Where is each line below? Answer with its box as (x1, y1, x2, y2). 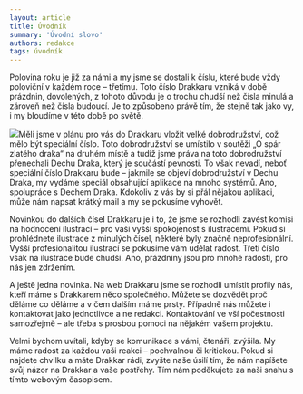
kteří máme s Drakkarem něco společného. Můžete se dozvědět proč (9, 289, 268, 300)
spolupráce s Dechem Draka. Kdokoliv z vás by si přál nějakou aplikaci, (9, 187, 275, 197)
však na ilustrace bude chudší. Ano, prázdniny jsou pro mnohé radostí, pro (9, 253, 288, 264)
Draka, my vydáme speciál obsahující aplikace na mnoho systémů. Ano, (9, 178, 278, 188)
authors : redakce (9, 38, 75, 48)
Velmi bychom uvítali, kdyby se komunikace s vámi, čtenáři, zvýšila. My (9, 336, 276, 347)
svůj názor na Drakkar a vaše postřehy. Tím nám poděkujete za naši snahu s (9, 364, 294, 376)
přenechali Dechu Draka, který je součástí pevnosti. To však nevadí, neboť (9, 158, 288, 168)
